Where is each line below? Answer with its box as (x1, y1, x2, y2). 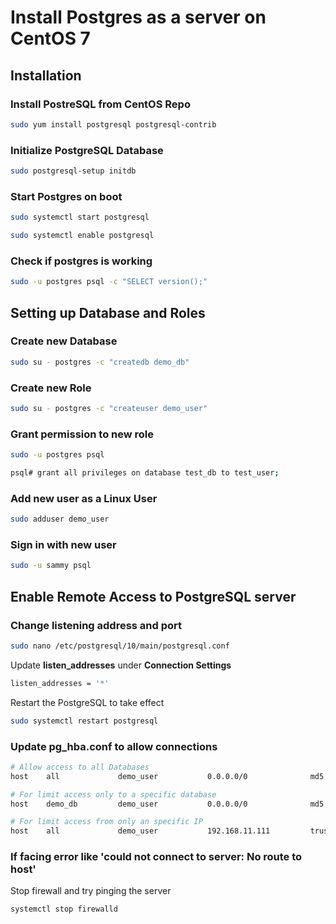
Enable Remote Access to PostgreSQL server (10, 588, 297, 605)
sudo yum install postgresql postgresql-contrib (10, 119, 217, 130)
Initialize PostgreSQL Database (10, 143, 164, 157)
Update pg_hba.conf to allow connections (10, 739, 218, 753)
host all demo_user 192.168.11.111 (10, 826, 271, 836)
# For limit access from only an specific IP (10, 817, 203, 827)
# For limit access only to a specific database (10, 789, 217, 800)
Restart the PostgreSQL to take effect (10, 696, 165, 708)
